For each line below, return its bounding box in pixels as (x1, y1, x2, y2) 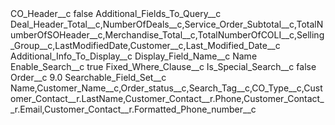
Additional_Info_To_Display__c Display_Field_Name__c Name (10, 50, 258, 62)
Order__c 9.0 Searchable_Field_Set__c (10, 72, 167, 83)
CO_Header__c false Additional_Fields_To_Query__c (10, 8, 222, 19)
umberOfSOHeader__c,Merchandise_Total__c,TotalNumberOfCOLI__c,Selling (10, 29, 325, 41)
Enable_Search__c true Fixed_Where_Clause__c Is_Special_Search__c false (10, 61, 317, 72)
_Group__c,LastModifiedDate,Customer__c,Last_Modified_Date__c (10, 40, 281, 51)
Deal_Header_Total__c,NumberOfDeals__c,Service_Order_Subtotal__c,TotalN (10, 18, 324, 30)
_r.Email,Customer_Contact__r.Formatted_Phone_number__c (10, 103, 257, 115)
